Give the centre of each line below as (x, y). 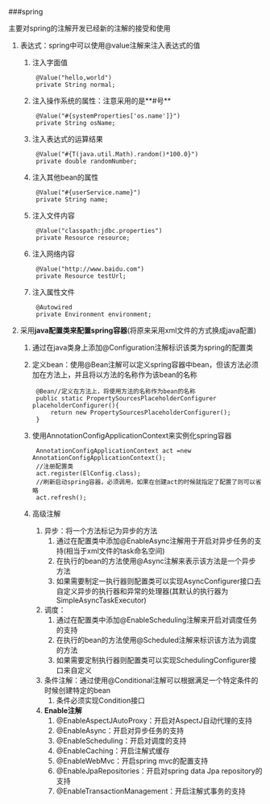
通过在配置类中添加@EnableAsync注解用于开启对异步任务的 (156, 541)
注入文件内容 (53, 216)
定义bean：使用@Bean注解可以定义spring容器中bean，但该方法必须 (145, 365)
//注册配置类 (55, 466)
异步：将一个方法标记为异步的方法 (101, 530)
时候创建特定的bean (77, 690)
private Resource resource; (83, 238)
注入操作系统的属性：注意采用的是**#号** (102, 101)
